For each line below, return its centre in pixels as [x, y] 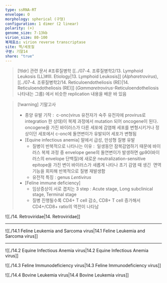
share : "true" [20, 56]
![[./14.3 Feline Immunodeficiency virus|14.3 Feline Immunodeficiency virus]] [83, 266]
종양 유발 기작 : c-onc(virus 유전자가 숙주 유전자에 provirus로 [85, 115]
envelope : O [17, 14]
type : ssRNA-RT [21, 10]
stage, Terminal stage [54, 194]
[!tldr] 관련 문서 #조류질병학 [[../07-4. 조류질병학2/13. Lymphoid [80, 71]
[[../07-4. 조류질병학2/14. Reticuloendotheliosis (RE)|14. [73, 82]
